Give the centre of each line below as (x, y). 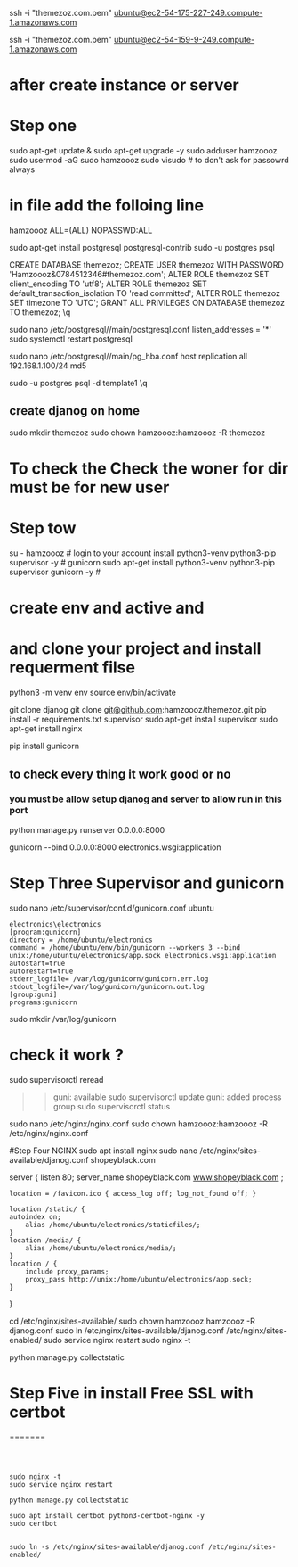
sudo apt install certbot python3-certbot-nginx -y (107, 1515)
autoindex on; (36, 1216)
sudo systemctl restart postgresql (71, 339)
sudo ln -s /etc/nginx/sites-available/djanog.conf (107, 1546)
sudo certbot (33, 1523)
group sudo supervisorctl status (112, 1106)
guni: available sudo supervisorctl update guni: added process (167, 1097)
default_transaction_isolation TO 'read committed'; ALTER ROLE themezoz (145, 293)
